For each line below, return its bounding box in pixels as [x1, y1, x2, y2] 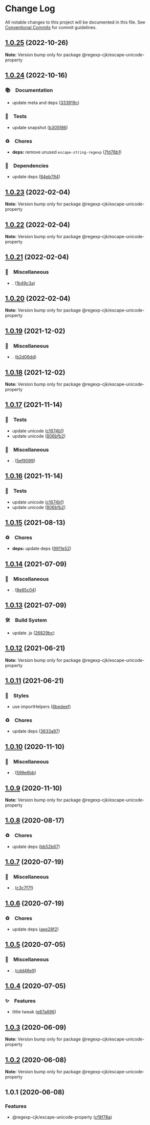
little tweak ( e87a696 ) [12, 1009, 57, 1015]
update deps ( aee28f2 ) [12, 927, 59, 932]
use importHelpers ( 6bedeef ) [12, 703, 71, 710]
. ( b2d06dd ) [12, 354, 37, 360]
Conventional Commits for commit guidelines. [5, 24, 97, 30]
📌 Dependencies [5, 162, 49, 169]
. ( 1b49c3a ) [12, 280, 36, 286]
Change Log [5, 3, 55, 14]
